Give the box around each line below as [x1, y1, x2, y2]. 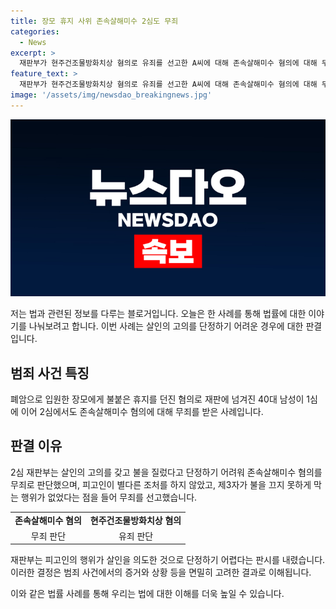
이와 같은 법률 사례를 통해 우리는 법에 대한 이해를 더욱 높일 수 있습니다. [10, 588, 285, 600]
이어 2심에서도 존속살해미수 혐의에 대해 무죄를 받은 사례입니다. [20, 406, 264, 418]
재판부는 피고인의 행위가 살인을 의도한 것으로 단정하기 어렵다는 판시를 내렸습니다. [10, 554, 326, 566]
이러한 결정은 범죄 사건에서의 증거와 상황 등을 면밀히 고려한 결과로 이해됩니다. [10, 566, 312, 579]
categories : [10, 26, 60, 37]
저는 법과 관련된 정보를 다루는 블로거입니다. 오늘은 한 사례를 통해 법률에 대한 [10, 308, 307, 320]
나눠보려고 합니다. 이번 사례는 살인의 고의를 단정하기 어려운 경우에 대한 [28, 320, 304, 332]
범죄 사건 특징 [10, 365, 90, 382]
